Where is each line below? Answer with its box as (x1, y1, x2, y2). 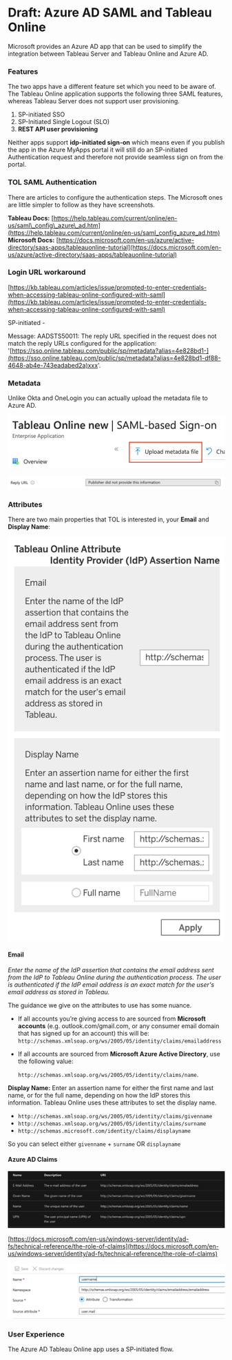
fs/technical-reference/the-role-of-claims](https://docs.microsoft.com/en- (8, 1242, 220, 1251)
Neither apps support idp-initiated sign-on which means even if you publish (8, 138, 225, 147)
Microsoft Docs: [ (8, 236, 59, 244)
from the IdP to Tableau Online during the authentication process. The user (8, 973, 221, 981)
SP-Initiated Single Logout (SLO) (17, 118, 110, 126)
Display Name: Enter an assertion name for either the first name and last (8, 1083, 214, 1092)
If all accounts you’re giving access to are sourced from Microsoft (17, 1014, 206, 1023)
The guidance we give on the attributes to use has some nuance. (8, 1001, 192, 1009)
